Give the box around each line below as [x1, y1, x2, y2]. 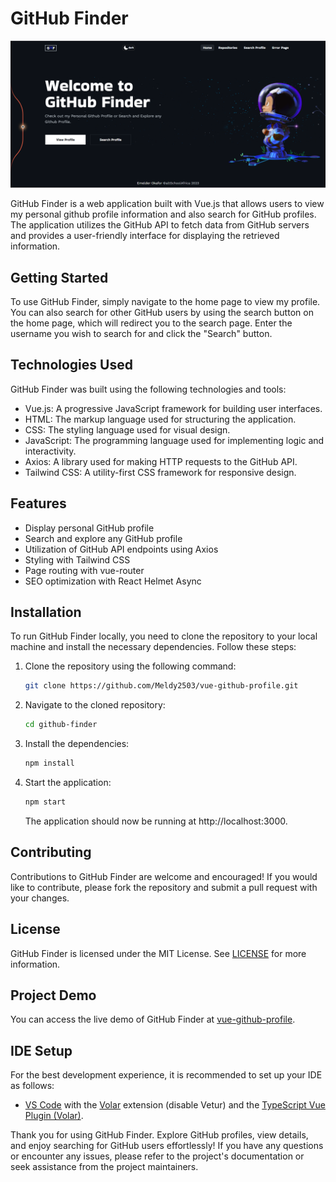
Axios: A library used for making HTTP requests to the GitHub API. [24, 455, 298, 467]
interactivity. [24, 445, 77, 457]
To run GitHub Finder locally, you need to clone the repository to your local [10, 630, 318, 642]
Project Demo [10, 987, 97, 1004]
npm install [24, 758, 75, 769]
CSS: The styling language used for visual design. [24, 423, 231, 436]
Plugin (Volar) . [24, 1110, 84, 1122]
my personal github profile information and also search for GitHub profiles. [10, 208, 317, 221]
